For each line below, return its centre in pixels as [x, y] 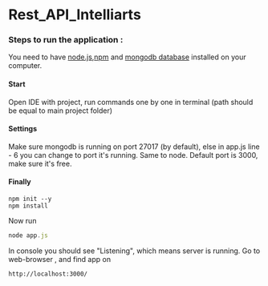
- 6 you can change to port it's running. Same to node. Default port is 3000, [133, 155]
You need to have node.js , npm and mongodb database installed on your [127, 57]
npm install [28, 206]
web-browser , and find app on [59, 259]
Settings [23, 129]
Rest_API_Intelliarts [75, 15]
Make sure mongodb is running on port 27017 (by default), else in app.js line [134, 147]
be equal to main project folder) [61, 111]
